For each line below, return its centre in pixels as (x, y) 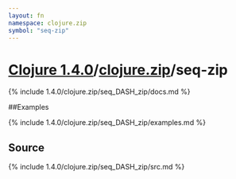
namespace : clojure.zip (48, 23)
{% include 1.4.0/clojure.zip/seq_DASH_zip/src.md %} (97, 167)
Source (27, 148)
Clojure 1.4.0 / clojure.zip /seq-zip (118, 70)
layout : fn (26, 16)
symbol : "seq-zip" (39, 30)
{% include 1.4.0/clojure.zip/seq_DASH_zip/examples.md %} (107, 123)
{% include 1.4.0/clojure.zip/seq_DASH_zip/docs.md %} (99, 91)
